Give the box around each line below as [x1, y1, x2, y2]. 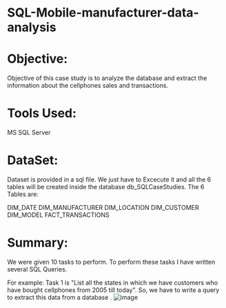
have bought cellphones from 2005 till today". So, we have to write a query [7, 285, 220, 294]
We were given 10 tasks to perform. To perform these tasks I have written [7, 258, 216, 266]
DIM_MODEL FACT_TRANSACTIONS [7, 211, 110, 219]
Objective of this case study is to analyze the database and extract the [7, 74, 207, 82]
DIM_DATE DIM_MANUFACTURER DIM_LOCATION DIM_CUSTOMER [7, 204, 200, 211]
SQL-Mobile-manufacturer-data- [7, 5, 200, 21]
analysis [7, 19, 56, 35]
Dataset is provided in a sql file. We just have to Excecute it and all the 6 [7, 175, 212, 184]
